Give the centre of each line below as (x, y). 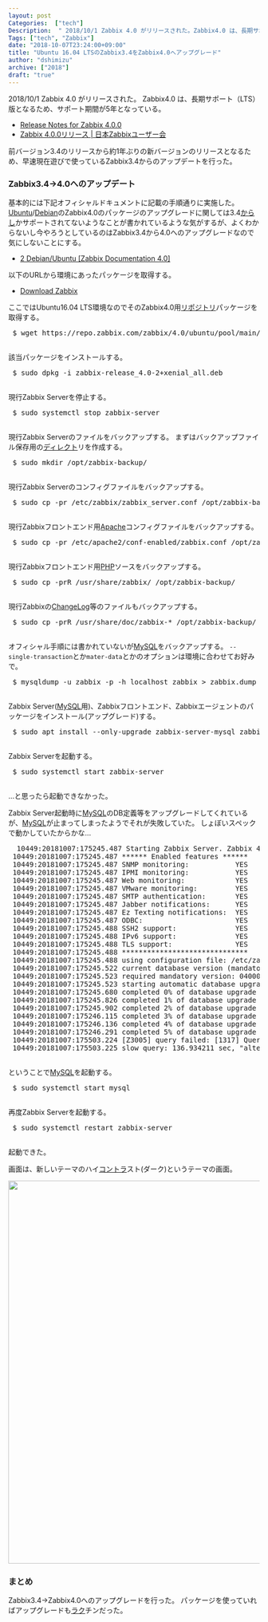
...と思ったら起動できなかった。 (61, 795)
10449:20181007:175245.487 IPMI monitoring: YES (130, 872)
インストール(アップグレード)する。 (101, 716)
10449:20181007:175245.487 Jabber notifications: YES (130, 904)
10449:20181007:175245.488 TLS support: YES (130, 944)
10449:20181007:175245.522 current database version (118, 968)
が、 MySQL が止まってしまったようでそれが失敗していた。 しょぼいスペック (132, 823)
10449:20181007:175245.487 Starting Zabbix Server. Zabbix (134, 848)
